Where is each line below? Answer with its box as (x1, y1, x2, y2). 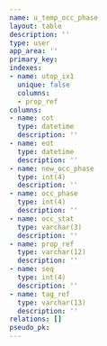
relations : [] (9, 314, 63, 324)
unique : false (17, 80, 70, 89)
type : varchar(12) (17, 248, 87, 257)
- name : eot (9, 139, 54, 148)
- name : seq (9, 265, 54, 274)
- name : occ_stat (9, 214, 75, 223)
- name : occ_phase (9, 189, 78, 198)
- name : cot (9, 114, 54, 123)
